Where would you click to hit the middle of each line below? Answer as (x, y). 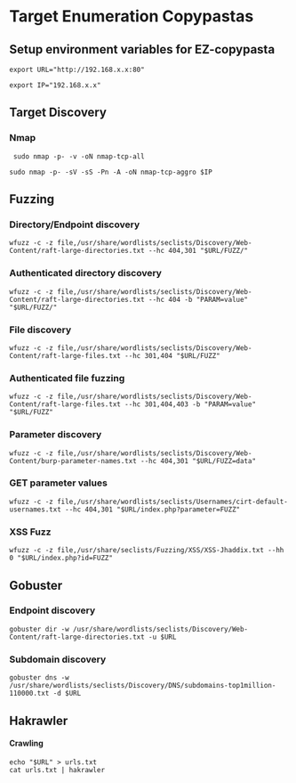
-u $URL (162, 637)
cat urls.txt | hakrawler (57, 770)
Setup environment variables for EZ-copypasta (142, 49)
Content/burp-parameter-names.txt (73, 461)
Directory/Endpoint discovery (75, 224)
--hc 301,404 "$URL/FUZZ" (172, 355)
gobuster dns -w (39, 678)
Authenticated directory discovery (86, 273)
